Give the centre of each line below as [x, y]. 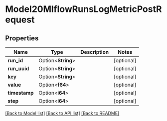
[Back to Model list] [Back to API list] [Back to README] [62, 113]
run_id [15, 60]
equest [20, 20]
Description [94, 52]
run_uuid [18, 68]
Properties [22, 38]
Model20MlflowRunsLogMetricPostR [83, 9]
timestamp [21, 93]
